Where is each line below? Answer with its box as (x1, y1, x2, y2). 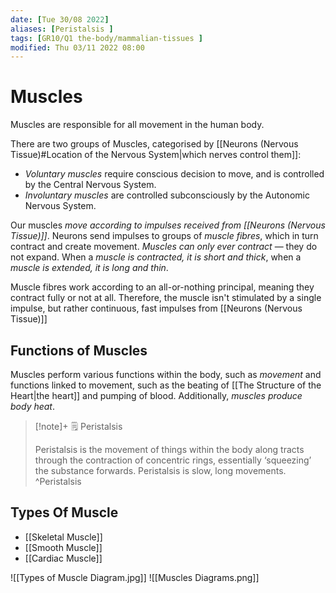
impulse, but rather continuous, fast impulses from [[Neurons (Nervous (10, 302, 303, 315)
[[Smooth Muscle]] (24, 541, 103, 553)
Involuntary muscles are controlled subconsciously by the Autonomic (24, 189, 310, 201)
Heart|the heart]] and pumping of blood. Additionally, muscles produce (10, 390, 303, 401)
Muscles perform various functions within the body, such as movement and (10, 369, 322, 380)
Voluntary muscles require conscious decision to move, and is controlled (24, 168, 325, 180)
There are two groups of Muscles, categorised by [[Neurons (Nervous (10, 138, 299, 150)
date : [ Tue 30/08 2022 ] (10, 14, 110, 25)
